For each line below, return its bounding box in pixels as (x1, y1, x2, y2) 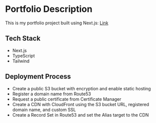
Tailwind (12, 58, 30, 64)
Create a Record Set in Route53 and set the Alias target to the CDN (12, 112, 149, 118)
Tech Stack (5, 34, 41, 43)
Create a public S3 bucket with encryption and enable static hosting (12, 85, 151, 91)
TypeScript (12, 53, 35, 59)
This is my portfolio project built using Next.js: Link (5, 20, 108, 26)
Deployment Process (5, 72, 71, 81)
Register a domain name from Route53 (12, 91, 91, 97)
